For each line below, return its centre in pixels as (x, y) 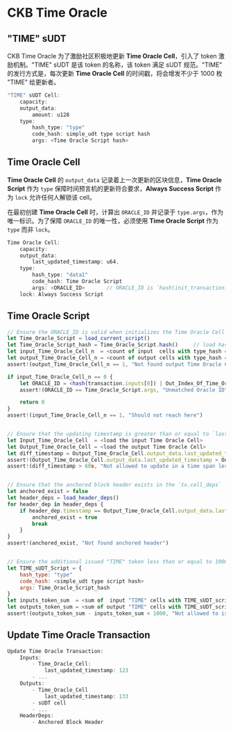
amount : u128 (51, 115)
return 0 (32, 402)
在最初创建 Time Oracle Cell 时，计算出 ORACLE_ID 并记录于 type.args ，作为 (115, 212)
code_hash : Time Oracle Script (77, 282)
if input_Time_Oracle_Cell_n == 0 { (60, 377)
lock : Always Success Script (62, 294)
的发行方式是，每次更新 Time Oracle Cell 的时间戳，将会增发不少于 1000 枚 (115, 73)
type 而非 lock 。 (31, 229)
